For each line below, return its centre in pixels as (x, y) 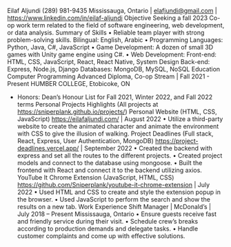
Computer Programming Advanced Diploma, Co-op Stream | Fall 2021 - (109, 76)
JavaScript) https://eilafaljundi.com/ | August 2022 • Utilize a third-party (120, 119)
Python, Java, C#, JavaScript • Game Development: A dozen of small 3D (110, 47)
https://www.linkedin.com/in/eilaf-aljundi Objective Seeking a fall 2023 (108, 18)
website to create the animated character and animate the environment (118, 126)
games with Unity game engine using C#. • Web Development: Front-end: (112, 54)
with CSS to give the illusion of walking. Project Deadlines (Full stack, (115, 133)
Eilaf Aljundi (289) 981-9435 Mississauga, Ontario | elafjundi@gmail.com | (112, 11)
